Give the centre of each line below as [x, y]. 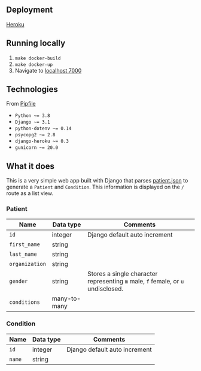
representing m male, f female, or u [136, 281]
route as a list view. [30, 193]
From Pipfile [21, 104]
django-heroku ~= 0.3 [42, 141]
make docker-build [38, 58]
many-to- [66, 298]
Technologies [32, 89]
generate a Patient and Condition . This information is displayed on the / [95, 187]
